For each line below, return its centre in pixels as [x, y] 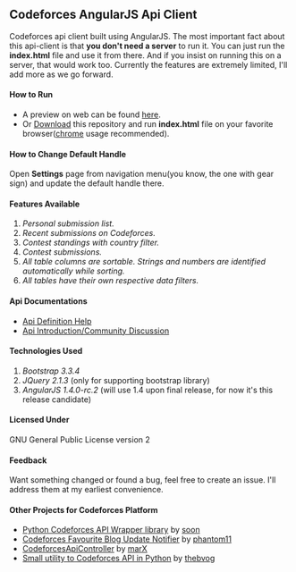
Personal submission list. [68, 223]
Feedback [28, 460]
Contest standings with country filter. [90, 243]
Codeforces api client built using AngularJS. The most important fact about [147, 36]
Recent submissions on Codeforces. [89, 233]
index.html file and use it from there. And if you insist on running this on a [145, 55]
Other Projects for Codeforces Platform [84, 509]
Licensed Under [39, 420]
